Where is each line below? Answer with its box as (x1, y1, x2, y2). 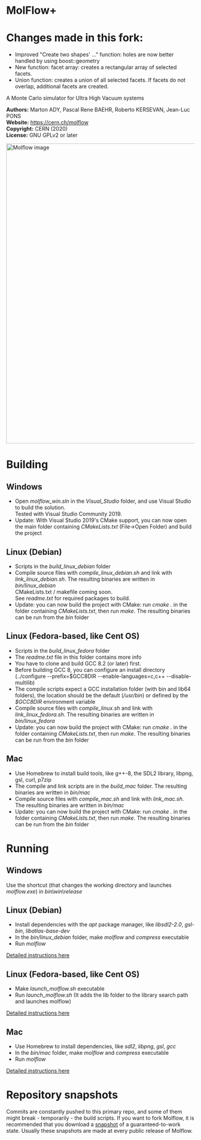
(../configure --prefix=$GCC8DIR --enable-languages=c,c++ (14, 673, 166, 680)
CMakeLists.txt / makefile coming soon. (14, 588, 112, 595)
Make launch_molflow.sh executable (14, 985, 105, 992)
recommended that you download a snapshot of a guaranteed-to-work (6, 1120, 181, 1128)
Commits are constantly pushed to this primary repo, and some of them (6, 1108, 182, 1115)
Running (6, 841, 49, 855)
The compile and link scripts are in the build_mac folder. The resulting (14, 782, 187, 790)
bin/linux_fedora (14, 717, 55, 724)
